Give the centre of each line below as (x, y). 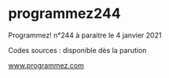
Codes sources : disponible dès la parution (77, 50)
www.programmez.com (46, 65)
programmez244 (64, 14)
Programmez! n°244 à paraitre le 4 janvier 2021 (85, 35)
